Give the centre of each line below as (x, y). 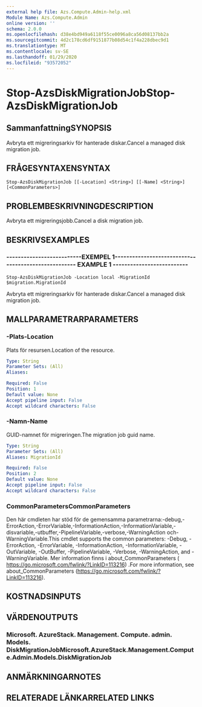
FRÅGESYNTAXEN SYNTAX (58, 168)
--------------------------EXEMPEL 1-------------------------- (98, 257)
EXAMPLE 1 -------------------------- (133, 265)
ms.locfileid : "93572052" (39, 63)
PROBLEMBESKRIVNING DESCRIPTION (80, 206)
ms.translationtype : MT (36, 46)
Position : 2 (21, 474)
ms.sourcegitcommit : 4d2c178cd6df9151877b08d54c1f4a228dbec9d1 (88, 40)
